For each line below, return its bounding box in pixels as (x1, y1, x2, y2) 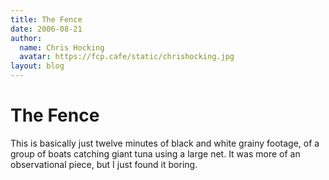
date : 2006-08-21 (10, 24, 83, 34)
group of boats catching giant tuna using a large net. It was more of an (10, 147, 301, 160)
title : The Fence (10, 14, 83, 25)
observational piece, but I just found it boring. (10, 158, 198, 170)
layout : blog (10, 61, 65, 71)
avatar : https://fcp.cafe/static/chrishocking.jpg (19, 52, 235, 62)
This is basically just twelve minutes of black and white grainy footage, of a (10, 137, 320, 149)
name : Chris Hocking (19, 42, 105, 53)
